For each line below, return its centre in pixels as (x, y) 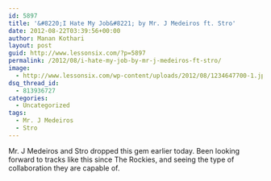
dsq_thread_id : (34, 83)
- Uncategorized (43, 105)
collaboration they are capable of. (64, 168)
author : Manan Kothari (46, 38)
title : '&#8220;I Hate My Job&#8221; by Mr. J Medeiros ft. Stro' (122, 23)
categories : (28, 98)
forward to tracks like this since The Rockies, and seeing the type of (121, 159)
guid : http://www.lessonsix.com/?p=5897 (77, 53)
